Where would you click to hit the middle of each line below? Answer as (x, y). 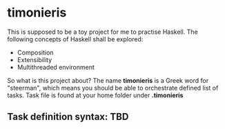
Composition (35, 52)
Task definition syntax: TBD (68, 117)
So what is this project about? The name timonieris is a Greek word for (108, 80)
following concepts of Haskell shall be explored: (75, 39)
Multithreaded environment (56, 67)
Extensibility (35, 59)
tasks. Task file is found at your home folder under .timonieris (95, 95)
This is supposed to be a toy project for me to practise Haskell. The (102, 32)
